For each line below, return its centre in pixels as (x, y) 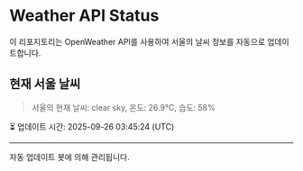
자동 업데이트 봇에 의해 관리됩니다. (69, 157)
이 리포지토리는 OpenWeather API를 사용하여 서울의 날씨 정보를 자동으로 (138, 41)
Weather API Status (84, 16)
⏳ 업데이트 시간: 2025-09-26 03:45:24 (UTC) (92, 126)
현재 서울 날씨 (45, 84)
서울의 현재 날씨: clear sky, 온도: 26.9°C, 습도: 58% (123, 107)
